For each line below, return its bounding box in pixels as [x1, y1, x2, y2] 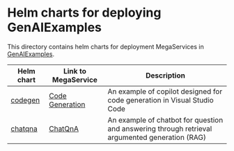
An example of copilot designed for [107, 87, 223, 96]
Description [146, 71, 186, 80]
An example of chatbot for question [107, 115, 224, 125]
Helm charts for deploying [7, 5, 162, 21]
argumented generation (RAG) [107, 132, 207, 142]
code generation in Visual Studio [107, 95, 214, 105]
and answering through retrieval [107, 123, 212, 133]
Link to [63, 66, 87, 75]
